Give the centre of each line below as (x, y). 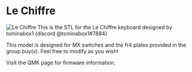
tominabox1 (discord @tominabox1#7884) (57, 33)
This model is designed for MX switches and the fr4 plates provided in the (96, 45)
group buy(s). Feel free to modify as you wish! (62, 51)
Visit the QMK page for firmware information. (61, 63)
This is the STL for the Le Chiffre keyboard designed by (105, 27)
